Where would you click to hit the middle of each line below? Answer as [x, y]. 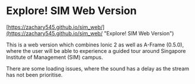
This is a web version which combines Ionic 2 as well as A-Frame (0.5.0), [95, 45]
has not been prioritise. [34, 75]
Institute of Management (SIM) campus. [55, 57]
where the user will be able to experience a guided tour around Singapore [96, 51]
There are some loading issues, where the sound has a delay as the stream [98, 68]
